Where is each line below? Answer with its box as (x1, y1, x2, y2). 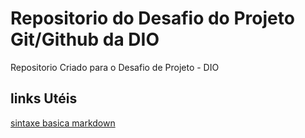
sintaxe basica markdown (10, 117, 116, 129)
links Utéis (10, 90, 78, 107)
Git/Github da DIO (10, 28, 160, 51)
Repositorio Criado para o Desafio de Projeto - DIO (10, 61, 220, 73)
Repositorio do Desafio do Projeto (10, 7, 295, 30)
